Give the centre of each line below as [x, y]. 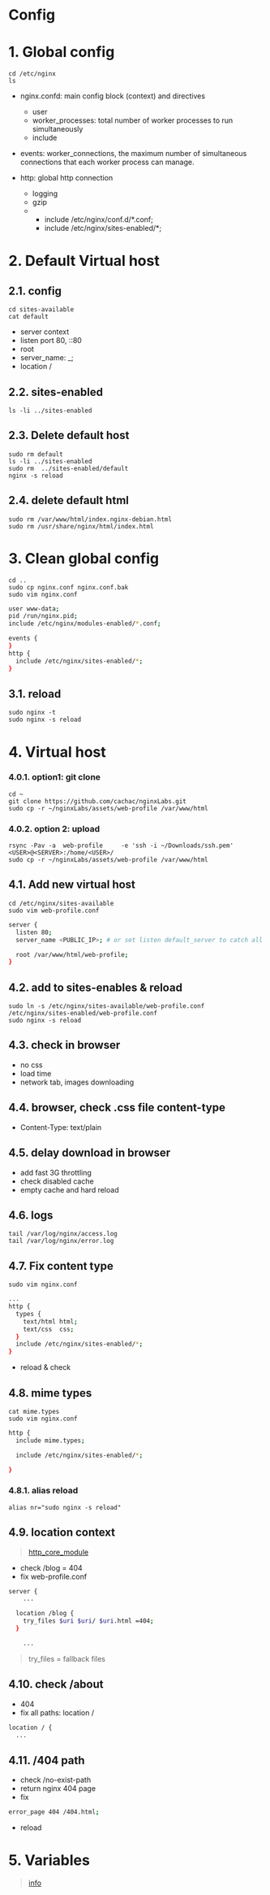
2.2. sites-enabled [56, 392]
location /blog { [45, 1614]
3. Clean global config [84, 558]
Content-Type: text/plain [61, 1127]
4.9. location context [62, 1533]
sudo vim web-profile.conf [54, 911]
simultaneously [58, 129]
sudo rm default [36, 454]
